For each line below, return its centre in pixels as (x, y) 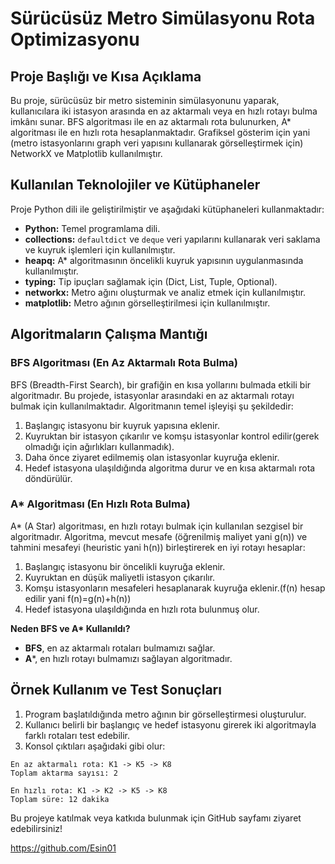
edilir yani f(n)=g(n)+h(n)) (78, 598)
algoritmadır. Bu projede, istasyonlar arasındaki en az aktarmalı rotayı (152, 395)
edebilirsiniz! (36, 828)
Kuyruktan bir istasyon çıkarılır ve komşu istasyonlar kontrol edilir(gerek (172, 436)
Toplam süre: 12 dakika (60, 799)
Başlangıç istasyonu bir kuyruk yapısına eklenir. (122, 425)
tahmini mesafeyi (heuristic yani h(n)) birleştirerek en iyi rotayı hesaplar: (158, 547)
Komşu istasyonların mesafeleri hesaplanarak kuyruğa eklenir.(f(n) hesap (175, 588)
